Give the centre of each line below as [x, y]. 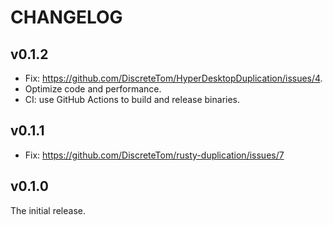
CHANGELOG [66, 17]
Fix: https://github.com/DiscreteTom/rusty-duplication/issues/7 [154, 155]
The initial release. [48, 210]
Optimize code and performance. [93, 89]
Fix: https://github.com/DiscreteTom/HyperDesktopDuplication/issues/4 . [173, 78]
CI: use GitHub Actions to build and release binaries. [132, 99]
